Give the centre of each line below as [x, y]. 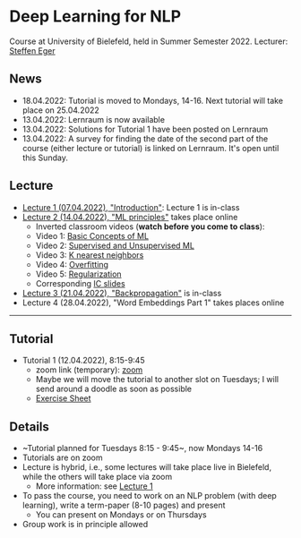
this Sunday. [45, 158]
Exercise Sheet [63, 398]
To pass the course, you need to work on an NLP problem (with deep [150, 496]
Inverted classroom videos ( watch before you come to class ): [150, 226]
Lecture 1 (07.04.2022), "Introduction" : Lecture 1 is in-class [131, 207]
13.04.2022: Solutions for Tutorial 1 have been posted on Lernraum [145, 129]
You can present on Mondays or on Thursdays [121, 515]
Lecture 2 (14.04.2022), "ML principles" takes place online [130, 217]
